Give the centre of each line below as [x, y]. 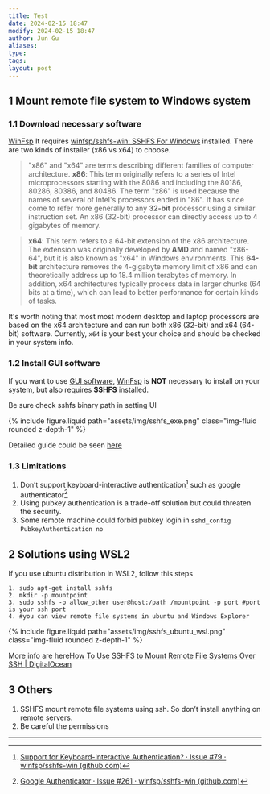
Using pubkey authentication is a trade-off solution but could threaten [135, 503]
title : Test [28, 16]
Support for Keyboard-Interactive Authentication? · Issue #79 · [123, 757]
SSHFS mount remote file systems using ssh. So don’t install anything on [140, 709]
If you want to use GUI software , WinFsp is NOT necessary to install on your [134, 380]
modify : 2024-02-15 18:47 [51, 31]
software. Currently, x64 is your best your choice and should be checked [141, 334]
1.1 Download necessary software [75, 124]
